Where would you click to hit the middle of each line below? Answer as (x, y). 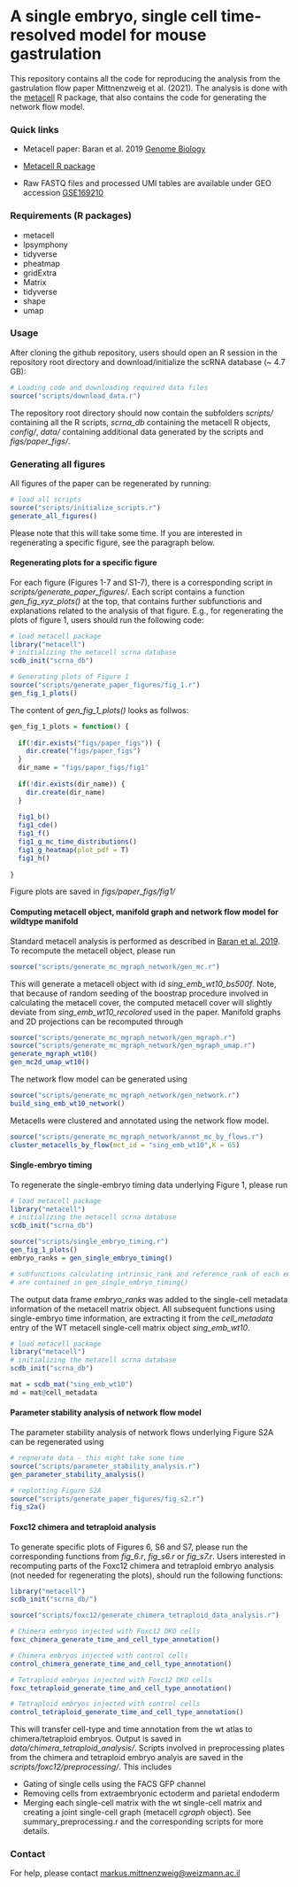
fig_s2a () (28, 1507)
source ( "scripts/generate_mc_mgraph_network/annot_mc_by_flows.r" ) (137, 1137)
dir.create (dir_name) (65, 792)
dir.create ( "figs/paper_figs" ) (84, 751)
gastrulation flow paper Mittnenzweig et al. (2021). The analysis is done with (149, 88)
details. (36, 1831)
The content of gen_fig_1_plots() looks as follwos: (99, 710)
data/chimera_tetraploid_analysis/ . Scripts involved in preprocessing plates (148, 1748)
